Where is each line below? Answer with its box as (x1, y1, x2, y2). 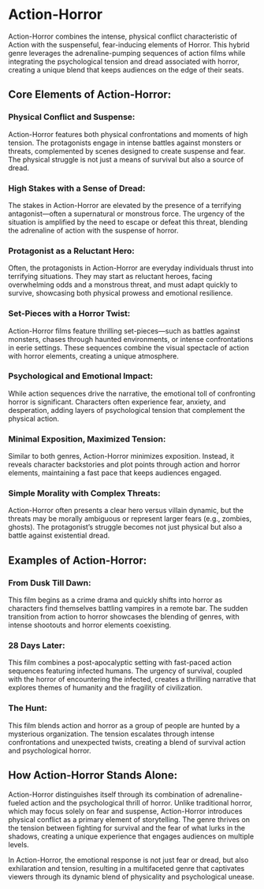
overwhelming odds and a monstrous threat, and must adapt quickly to (8, 280, 238, 289)
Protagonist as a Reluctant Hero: (8, 245, 136, 256)
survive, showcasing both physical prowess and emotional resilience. (8, 288, 233, 298)
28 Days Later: (8, 640, 65, 651)
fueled (8, 798, 29, 807)
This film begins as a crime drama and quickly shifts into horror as (8, 595, 223, 604)
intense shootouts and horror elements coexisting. (8, 620, 172, 630)
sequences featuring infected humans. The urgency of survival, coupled (8, 666, 243, 675)
